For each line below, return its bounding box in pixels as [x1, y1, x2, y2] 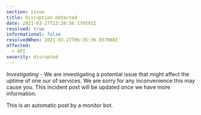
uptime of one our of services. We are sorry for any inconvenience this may [6, 77, 196, 84]
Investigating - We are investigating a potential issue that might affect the [6, 70, 189, 77]
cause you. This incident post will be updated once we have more [6, 83, 171, 91]
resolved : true [6, 25, 45, 32]
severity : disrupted [6, 54, 59, 60]
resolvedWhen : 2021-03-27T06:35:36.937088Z [6, 37, 118, 43]
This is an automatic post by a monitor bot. [6, 101, 114, 109]
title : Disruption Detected [6, 15, 78, 21]
